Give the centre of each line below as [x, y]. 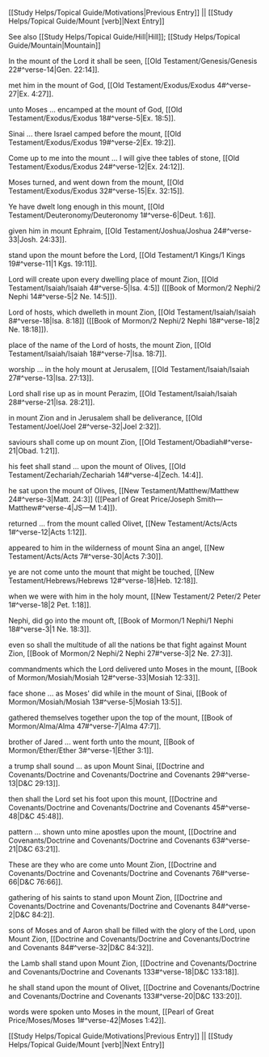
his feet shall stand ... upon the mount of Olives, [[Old [97, 466]
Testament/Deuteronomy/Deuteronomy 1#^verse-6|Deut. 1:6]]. [112, 215]
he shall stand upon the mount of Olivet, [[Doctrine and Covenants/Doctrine [134, 987]
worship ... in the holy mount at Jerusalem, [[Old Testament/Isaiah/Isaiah [129, 369]
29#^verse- [231, 775]
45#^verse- [231, 808]
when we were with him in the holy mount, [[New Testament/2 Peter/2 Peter [134, 596]
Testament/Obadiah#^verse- [205, 442]
